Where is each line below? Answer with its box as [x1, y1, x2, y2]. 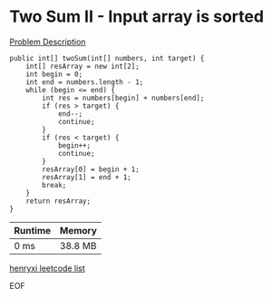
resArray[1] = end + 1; [42, 172, 131, 182]
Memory [59, 224, 98, 236]
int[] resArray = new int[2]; [25, 62, 141, 71]
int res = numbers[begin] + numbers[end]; [42, 93, 205, 102]
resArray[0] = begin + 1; [42, 165, 141, 174]
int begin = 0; [25, 70, 83, 79]
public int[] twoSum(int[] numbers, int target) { [9, 53, 205, 62]
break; [42, 180, 67, 189]
